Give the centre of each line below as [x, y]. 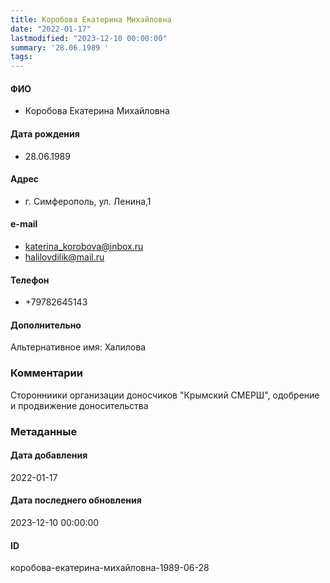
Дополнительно [46, 325]
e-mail [24, 224]
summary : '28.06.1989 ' [60, 47]
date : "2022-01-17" [51, 29]
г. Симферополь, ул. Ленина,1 [88, 201]
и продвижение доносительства [79, 405]
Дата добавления [49, 455]
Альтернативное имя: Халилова [78, 347]
